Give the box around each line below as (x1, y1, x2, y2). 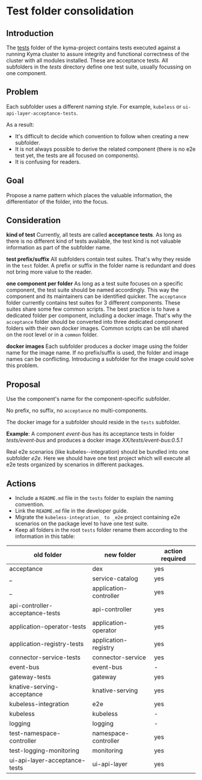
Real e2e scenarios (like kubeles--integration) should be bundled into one (6, 448, 189, 456)
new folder (104, 551, 136, 559)
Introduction (6, 28, 54, 38)
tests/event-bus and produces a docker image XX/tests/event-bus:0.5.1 (6, 437, 183, 444)
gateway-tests (9, 673, 51, 681)
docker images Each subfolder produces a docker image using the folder (6, 343, 188, 350)
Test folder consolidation (6, 4, 134, 18)
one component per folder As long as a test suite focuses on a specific (6, 280, 183, 287)
